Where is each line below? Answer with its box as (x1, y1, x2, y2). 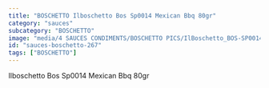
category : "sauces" (8, 19, 74, 27)
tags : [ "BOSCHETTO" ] (8, 49, 78, 57)
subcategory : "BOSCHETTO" (8, 26, 94, 34)
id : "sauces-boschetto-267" (8, 42, 102, 50)
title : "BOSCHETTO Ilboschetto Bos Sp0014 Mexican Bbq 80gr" (8, 11, 217, 20)
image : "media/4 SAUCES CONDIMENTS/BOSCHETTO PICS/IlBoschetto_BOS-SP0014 (8, 34, 263, 42)
